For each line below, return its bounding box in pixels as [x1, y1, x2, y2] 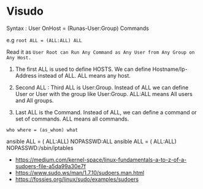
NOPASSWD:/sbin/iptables [6, 144, 74, 151]
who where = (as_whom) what [6, 127, 79, 133]
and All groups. [15, 97, 54, 104]
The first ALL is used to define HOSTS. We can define [15, 65, 151, 73]
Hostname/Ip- [152, 65, 188, 73]
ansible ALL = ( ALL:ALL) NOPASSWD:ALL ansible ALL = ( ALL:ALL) [6, 138, 177, 145]
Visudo [6, 4, 44, 18]
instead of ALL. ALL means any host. [37, 72, 131, 79]
